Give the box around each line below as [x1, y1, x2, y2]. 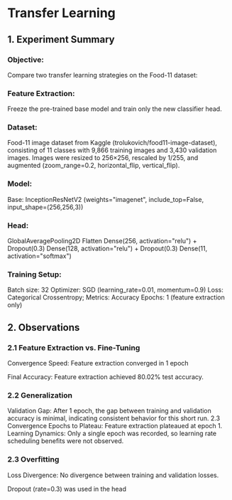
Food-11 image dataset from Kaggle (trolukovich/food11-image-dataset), [7, 139, 218, 147]
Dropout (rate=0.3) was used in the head [7, 484, 126, 493]
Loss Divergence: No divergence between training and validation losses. [7, 471, 219, 479]
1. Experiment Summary [7, 33, 115, 46]
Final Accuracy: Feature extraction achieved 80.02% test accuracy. [7, 373, 204, 381]
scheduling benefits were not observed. [7, 437, 124, 445]
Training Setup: [7, 269, 62, 279]
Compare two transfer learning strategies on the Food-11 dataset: [7, 70, 198, 79]
